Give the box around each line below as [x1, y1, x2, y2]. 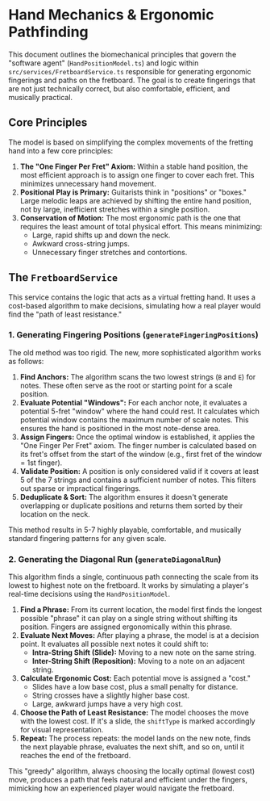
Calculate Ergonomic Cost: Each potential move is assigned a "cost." [19, 673, 251, 683]
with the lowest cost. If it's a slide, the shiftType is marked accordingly [19, 716, 255, 726]
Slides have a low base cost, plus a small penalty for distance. [31, 682, 239, 692]
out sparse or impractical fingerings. [19, 483, 141, 493]
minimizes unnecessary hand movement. [19, 178, 157, 188]
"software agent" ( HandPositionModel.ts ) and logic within [8, 58, 199, 68]
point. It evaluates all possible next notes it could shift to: [19, 640, 210, 649]
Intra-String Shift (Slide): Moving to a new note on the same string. [31, 648, 256, 657]
